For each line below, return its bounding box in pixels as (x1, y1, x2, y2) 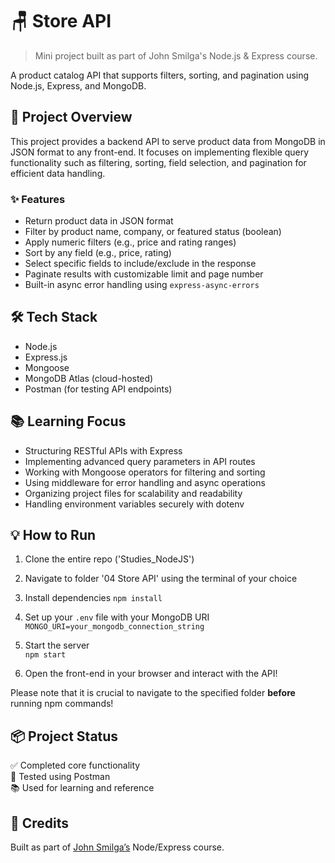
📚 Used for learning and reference (10, 782, 155, 794)
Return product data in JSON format (24, 215, 174, 227)
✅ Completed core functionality (10, 759, 141, 772)
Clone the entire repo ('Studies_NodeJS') (24, 553, 195, 565)
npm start (24, 650, 67, 660)
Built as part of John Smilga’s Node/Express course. (10, 841, 225, 853)
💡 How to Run (10, 527, 97, 544)
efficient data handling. (10, 167, 106, 179)
